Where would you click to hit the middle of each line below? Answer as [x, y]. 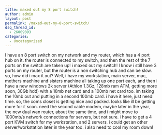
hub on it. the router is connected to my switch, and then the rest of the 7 [78, 60]
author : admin [19, 14]
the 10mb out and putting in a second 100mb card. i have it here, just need [79, 96]
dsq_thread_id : [20, 28]
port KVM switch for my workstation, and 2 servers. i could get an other [76, 122]
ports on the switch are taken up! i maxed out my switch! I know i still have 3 [81, 65]
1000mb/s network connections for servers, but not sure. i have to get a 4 [79, 117]
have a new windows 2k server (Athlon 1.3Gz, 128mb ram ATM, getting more [81, 86]
